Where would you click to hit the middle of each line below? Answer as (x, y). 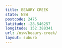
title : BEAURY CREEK (27, 10)
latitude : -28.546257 (28, 24)
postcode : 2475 (21, 19)
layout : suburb (21, 38)
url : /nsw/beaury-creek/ (31, 33)
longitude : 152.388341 (29, 28)
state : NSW (17, 14)
